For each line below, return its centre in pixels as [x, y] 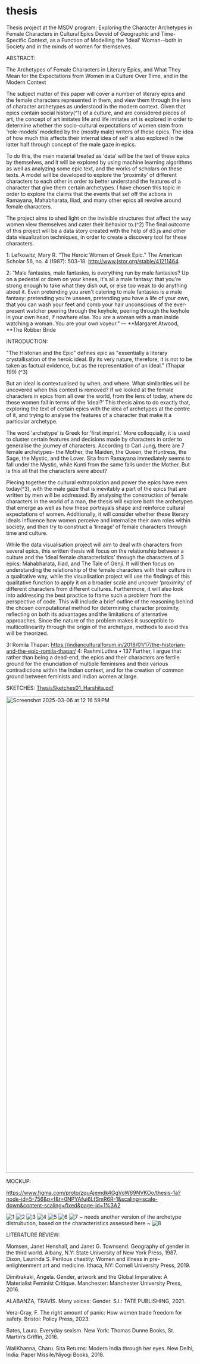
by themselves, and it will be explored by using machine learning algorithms [99, 162]
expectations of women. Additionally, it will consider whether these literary [98, 514]
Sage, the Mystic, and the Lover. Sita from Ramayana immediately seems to [99, 458]
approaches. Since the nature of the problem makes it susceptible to [90, 620]
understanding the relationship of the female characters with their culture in [99, 569]
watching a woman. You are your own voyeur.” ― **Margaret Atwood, [93, 323]
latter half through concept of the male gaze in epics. [71, 144]
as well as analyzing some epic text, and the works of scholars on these [94, 169]
